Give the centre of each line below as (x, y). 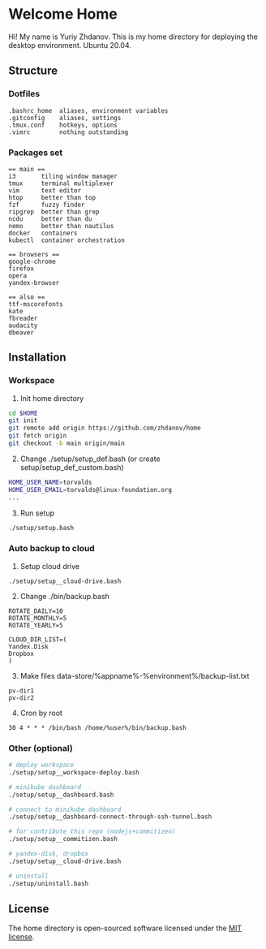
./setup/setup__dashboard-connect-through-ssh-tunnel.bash (110, 817)
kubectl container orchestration (67, 240)
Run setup (37, 513)
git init (23, 421)
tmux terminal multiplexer (61, 183)
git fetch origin (38, 436)
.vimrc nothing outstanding (69, 132)
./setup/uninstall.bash (49, 883)
